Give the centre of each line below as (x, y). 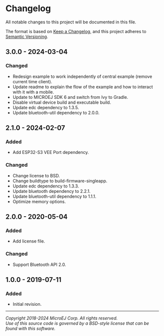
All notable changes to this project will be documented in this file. (71, 22)
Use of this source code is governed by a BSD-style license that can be (77, 323)
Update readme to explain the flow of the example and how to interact (83, 87)
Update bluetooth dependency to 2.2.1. (51, 191)
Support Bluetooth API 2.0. (39, 264)
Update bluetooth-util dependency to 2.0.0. (56, 112)
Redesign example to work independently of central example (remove (82, 76)
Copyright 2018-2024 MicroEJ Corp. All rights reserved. (62, 318)
